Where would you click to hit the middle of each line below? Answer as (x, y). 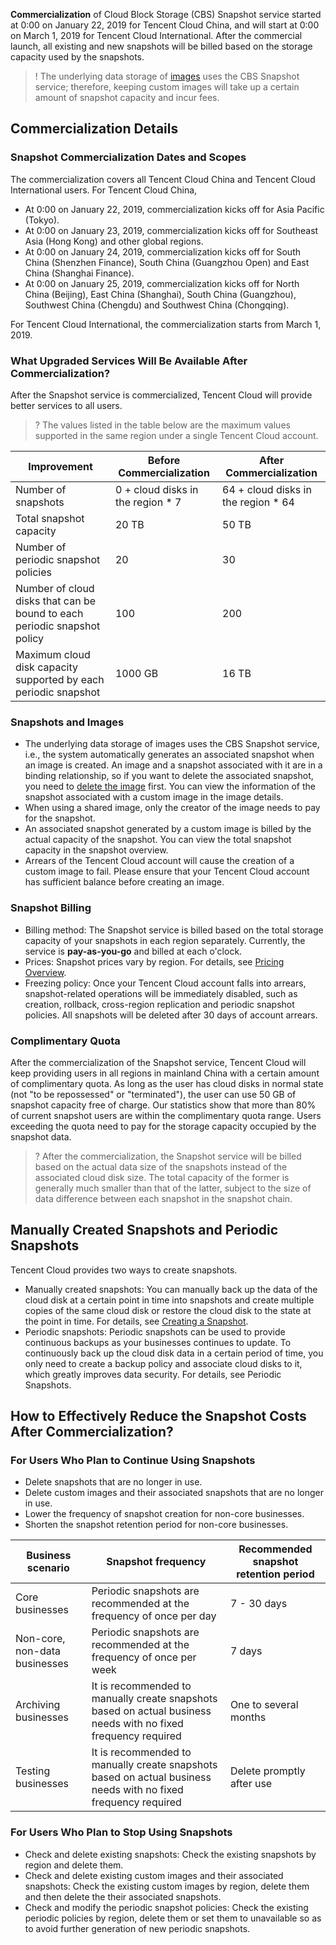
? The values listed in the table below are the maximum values (162, 425)
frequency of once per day (154, 1616)
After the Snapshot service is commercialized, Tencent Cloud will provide (161, 395)
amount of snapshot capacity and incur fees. (127, 97)
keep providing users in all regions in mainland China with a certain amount (165, 1073)
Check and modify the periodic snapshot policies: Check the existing (166, 1907)
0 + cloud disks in (156, 489)
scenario (48, 1568)
